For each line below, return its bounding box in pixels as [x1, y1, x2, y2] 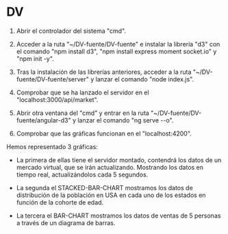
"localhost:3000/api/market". [16, 95, 99, 103]
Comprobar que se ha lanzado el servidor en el [16, 88, 149, 96]
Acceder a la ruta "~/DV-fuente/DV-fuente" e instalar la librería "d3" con [16, 40, 220, 48]
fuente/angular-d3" [16, 116, 71, 124]
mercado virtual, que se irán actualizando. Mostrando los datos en [16, 163, 203, 171]
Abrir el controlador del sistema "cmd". [16, 27, 127, 35]
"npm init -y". [16, 54, 54, 62]
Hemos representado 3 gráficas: [6, 142, 99, 151]
